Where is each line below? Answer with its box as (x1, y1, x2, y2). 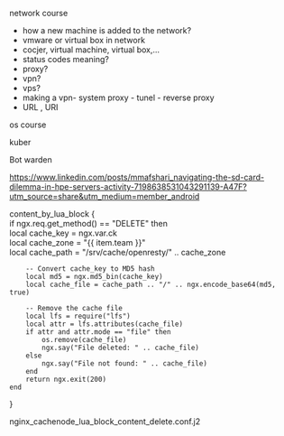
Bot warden (9, 154, 52, 165)
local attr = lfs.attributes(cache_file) (25, 320, 183, 329)
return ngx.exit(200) (25, 375, 106, 384)
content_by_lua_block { (9, 209, 96, 219)
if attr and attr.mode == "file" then (25, 328, 171, 337)
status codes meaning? (22, 54, 110, 64)
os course (9, 119, 47, 130)
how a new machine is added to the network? (22, 25, 192, 35)
